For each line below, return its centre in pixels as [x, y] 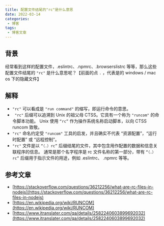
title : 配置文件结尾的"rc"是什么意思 [39, 10]
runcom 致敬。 [27, 127]
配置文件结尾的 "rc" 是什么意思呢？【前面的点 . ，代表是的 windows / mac [81, 72]
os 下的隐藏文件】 [23, 79]
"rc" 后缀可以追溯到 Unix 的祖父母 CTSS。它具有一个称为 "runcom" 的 [85, 115]
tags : [11, 28]
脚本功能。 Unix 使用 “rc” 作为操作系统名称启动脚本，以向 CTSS [82, 121]
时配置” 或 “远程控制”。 [36, 139]
